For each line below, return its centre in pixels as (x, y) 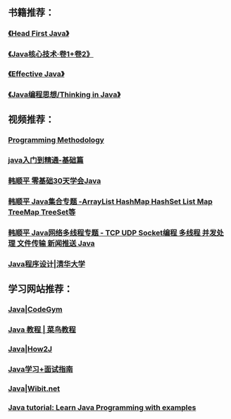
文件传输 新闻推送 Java (56, 244)
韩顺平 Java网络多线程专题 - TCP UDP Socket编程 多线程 (104, 233)
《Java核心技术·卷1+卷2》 (51, 54)
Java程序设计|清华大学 (46, 264)
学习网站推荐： (40, 289)
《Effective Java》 (36, 74)
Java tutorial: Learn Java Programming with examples (102, 407)
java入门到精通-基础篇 (46, 161)
